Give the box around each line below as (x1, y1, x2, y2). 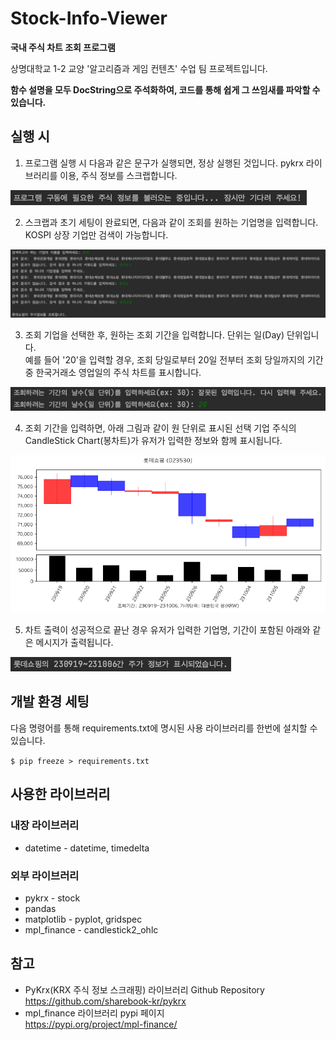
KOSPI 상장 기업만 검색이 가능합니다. (24, 228, 169, 241)
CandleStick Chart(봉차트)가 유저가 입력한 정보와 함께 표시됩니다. (24, 435, 283, 447)
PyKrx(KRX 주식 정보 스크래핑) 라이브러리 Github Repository (24, 983, 265, 996)
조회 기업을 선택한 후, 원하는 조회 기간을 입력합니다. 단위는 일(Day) (24, 329, 285, 341)
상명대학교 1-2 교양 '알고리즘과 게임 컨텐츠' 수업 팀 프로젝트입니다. (10, 62, 268, 74)
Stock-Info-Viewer (10, 7, 168, 30)
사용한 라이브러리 (10, 786, 111, 803)
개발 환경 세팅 (10, 693, 90, 711)
